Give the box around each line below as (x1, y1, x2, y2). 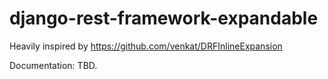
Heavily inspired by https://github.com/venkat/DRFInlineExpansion (9, 40, 283, 52)
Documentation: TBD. (9, 59, 98, 71)
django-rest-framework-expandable (9, 7, 319, 30)
